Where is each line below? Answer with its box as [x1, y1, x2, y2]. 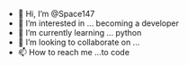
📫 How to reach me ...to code [17, 47, 130, 57]
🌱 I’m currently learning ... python [17, 28, 142, 37]
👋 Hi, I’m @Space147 [17, 9, 95, 19]
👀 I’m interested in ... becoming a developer [17, 18, 180, 29]
